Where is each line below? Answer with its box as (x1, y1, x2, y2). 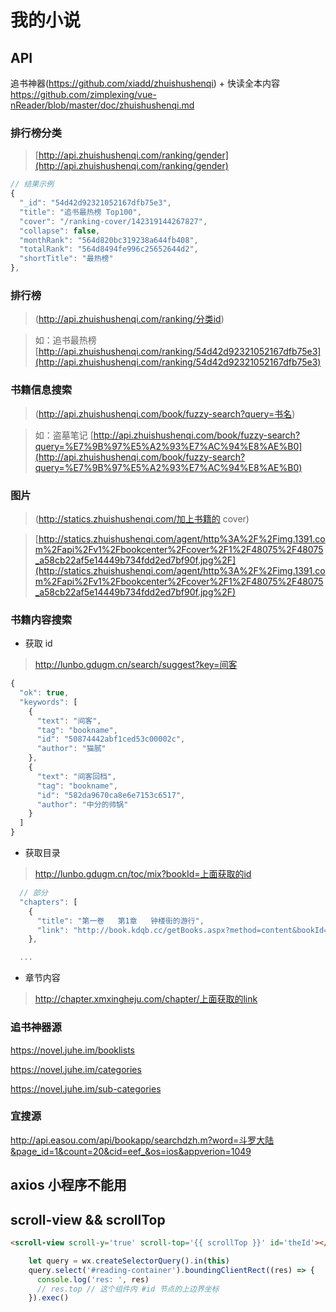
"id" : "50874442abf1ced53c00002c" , (36, 734, 186, 745)
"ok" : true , (19, 688, 70, 698)
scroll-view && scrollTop (10, 1211, 166, 1228)
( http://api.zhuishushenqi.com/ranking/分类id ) (34, 313, 225, 325)
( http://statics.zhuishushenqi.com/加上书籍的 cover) (34, 512, 250, 525)
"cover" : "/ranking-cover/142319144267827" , (19, 216, 208, 226)
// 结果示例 (10, 179, 55, 190)
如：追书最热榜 (34, 334, 97, 346)
